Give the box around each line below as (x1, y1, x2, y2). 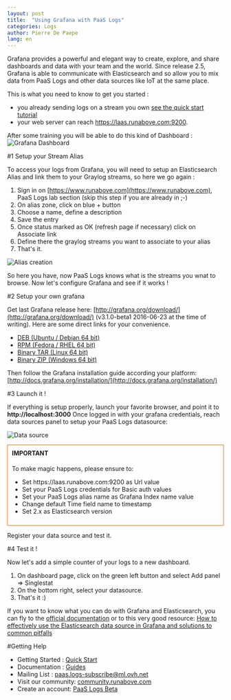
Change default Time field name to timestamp (21, 499, 152, 508)
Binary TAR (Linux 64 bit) (16, 348, 89, 357)
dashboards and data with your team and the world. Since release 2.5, (7, 62, 206, 70)
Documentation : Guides (16, 663, 86, 671)
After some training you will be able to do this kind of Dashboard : (7, 132, 193, 140)
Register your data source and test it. (7, 531, 112, 539)
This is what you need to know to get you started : (7, 90, 149, 99)
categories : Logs (7, 23, 57, 30)
